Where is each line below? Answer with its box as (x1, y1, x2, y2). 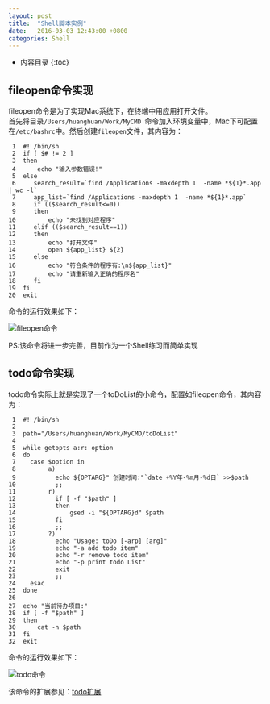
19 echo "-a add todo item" (8, 544, 139, 552)
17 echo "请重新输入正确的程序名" (8, 270, 139, 278)
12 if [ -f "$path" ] (8, 494, 117, 502)
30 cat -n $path (8, 623, 81, 631)
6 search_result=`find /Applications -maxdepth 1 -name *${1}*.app (11, 179, 262, 188)
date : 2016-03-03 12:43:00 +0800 (8, 27, 128, 35)
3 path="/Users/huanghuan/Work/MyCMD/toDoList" (11, 429, 179, 438)
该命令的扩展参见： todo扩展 (8, 686, 102, 696)
